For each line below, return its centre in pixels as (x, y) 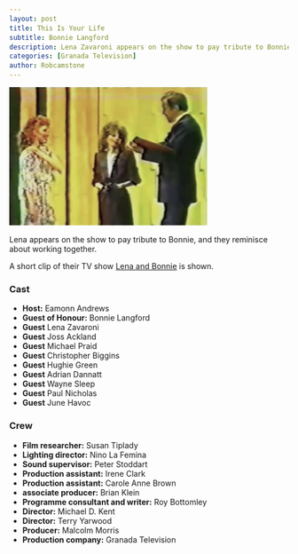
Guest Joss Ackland (59, 336)
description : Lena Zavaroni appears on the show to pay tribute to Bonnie (150, 47)
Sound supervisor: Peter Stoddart (85, 464)
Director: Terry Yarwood (67, 520)
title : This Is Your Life (57, 28)
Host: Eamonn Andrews (66, 309)
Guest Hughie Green (60, 365)
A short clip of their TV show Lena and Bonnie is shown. (112, 266)
